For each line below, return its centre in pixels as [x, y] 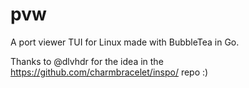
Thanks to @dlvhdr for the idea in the [87, 61]
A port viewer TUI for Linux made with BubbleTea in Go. [125, 42]
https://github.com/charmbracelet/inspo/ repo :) [109, 72]
